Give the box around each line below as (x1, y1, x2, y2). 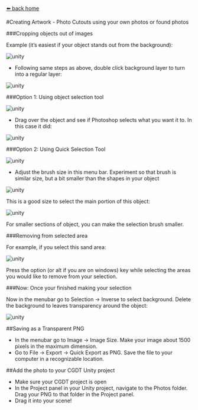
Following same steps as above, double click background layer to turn (14, 64, 185, 71)
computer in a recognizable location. (14, 356, 105, 362)
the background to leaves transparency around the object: (6, 302, 148, 309)
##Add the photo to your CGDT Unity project (6, 367, 115, 374)
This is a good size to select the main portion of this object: (6, 198, 151, 205)
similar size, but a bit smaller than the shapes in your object (14, 175, 160, 182)
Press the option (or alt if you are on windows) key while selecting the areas (6, 267, 191, 273)
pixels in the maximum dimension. (14, 343, 98, 350)
